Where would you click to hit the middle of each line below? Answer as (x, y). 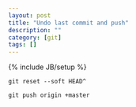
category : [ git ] (35, 37)
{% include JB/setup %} (47, 67)
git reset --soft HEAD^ (47, 82)
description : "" (35, 30)
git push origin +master (49, 95)
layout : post (30, 15)
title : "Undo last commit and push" (68, 23)
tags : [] (23, 45)
